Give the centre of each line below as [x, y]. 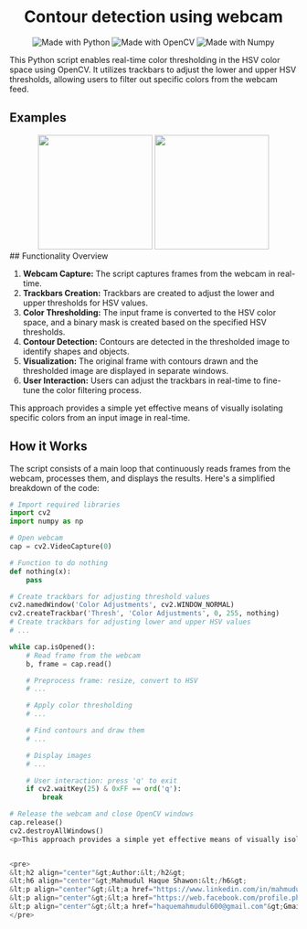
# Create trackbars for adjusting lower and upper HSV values [130, 622]
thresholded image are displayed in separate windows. [126, 370]
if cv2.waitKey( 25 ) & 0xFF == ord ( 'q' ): [104, 789]
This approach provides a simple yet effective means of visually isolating [146, 408]
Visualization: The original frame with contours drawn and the [140, 361]
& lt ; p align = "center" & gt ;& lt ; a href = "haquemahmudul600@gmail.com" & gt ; [147, 907]
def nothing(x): [40, 571]
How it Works [48, 447]
